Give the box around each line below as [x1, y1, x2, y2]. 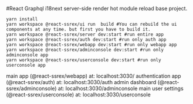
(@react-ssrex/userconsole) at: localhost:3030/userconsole [6, 91, 151, 98]
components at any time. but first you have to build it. [6, 26, 151, 32]
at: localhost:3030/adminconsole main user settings [57, 85, 184, 92]
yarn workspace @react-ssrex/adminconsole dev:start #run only [6, 47, 164, 53]
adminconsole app [6, 52, 49, 58]
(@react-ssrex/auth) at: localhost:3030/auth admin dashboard [6, 79, 157, 85]
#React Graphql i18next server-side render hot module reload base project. [6, 5, 188, 12]
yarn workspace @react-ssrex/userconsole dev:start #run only [6, 57, 161, 63]
